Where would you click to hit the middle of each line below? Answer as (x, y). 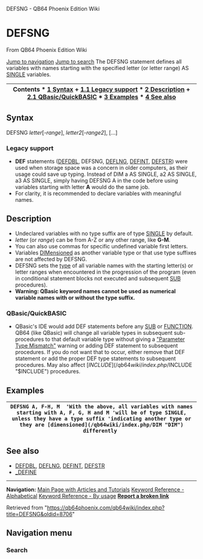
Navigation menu (39, 533)
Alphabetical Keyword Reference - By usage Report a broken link (88, 496)
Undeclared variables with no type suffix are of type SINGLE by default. (104, 233)
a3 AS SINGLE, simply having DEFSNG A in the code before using (96, 181)
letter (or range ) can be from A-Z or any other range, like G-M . (93, 240)
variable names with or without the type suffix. (75, 297)
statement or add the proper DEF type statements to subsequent (95, 358)
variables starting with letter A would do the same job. (82, 187)
